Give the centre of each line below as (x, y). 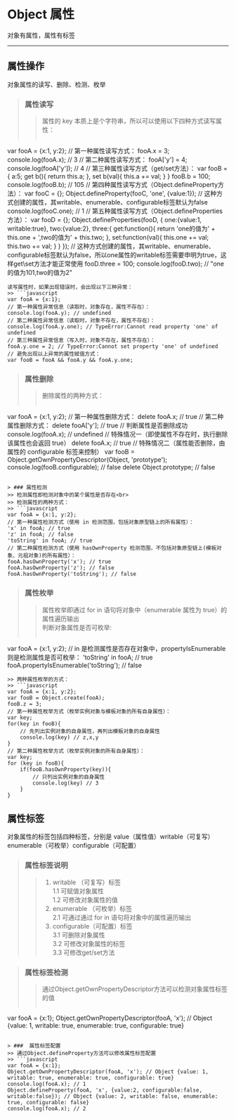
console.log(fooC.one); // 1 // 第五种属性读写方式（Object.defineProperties (115, 211)
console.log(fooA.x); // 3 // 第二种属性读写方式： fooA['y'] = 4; (97, 160)
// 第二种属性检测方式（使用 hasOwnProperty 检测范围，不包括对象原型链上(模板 (112, 548)
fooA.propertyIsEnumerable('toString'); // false (75, 665)
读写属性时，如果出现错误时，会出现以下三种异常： (70, 287)
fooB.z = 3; (25, 704)
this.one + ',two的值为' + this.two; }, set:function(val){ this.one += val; (108, 238)
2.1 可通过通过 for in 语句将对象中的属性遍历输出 (122, 917)
